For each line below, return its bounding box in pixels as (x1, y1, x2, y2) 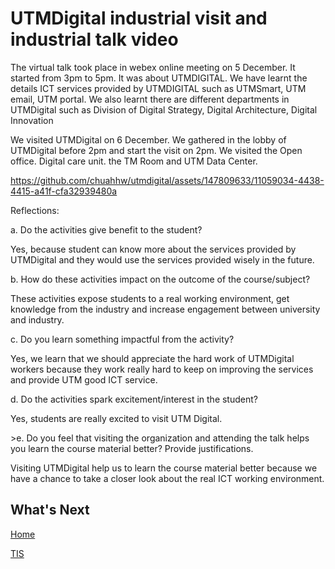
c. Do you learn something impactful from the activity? (10, 333, 235, 345)
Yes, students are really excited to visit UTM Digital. (10, 412, 223, 424)
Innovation (10, 114, 54, 126)
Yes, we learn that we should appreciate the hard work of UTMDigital (10, 352, 295, 364)
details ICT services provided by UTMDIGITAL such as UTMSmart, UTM (10, 82, 307, 94)
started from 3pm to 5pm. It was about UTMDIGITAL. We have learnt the (10, 72, 308, 84)
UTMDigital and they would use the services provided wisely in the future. (10, 253, 315, 266)
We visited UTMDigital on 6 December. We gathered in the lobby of (10, 133, 287, 146)
